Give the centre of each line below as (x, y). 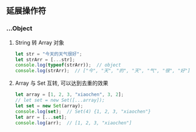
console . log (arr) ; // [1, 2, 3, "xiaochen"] (73, 123)
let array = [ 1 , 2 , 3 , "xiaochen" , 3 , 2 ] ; (69, 95)
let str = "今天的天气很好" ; (49, 54)
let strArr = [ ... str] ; (45, 59)
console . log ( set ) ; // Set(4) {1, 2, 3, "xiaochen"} (83, 111)
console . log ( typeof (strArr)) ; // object (68, 65)
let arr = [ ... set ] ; (41, 117)
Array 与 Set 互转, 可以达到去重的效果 (62, 83)
